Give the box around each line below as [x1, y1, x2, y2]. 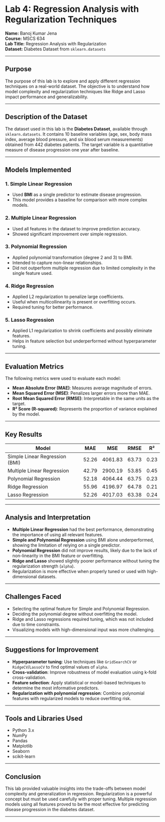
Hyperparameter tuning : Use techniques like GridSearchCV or [12, 659, 137, 665]
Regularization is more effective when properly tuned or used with [12, 568, 146, 574]
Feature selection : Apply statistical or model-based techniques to [12, 679, 146, 685]
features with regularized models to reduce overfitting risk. [12, 695, 132, 701]
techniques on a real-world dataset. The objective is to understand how [5, 83, 150, 89]
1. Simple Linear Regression [5, 180, 72, 187]
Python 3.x [12, 727, 34, 733]
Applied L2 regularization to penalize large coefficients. [12, 294, 124, 299]
